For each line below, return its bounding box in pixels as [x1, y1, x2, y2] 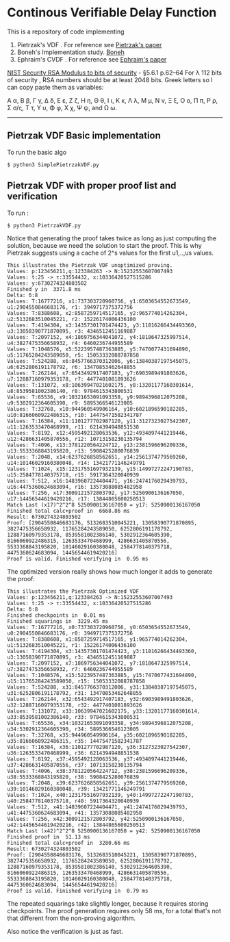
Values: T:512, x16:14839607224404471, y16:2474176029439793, [7, 477, 188, 484]
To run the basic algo [7, 148, 67, 156]
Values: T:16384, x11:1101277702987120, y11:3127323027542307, [7, 418, 192, 424]
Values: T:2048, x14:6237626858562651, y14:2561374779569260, [7, 453, 188, 460]
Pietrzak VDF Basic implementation [7, 130, 161, 142]
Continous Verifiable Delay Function [7, 5, 217, 21]
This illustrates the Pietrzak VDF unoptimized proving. [7, 262, 173, 268]
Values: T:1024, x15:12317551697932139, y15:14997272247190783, [7, 466, 194, 472]
